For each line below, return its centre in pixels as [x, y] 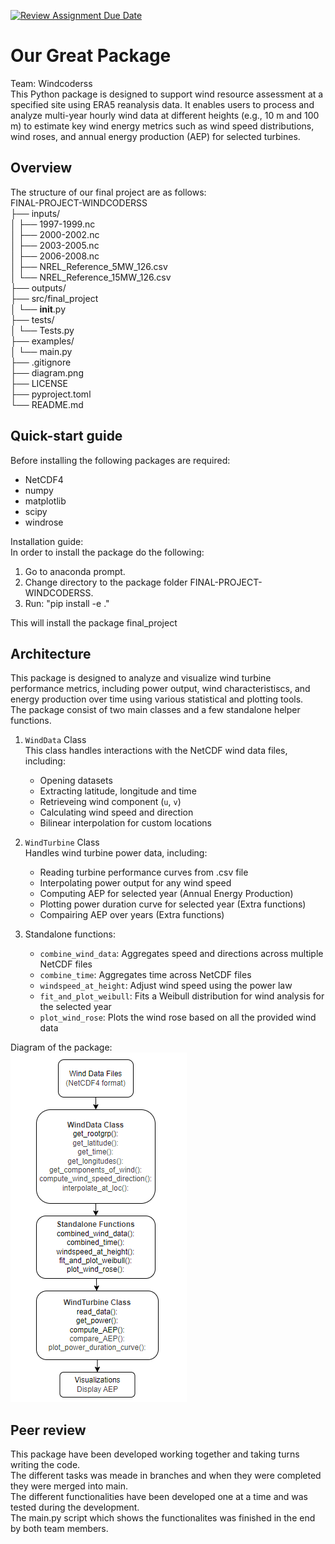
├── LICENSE [39, 383]
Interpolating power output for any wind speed [135, 883]
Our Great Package [91, 56]
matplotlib [45, 501]
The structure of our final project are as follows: [108, 192]
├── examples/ [42, 341]
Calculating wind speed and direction [116, 812]
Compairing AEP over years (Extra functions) [132, 915]
